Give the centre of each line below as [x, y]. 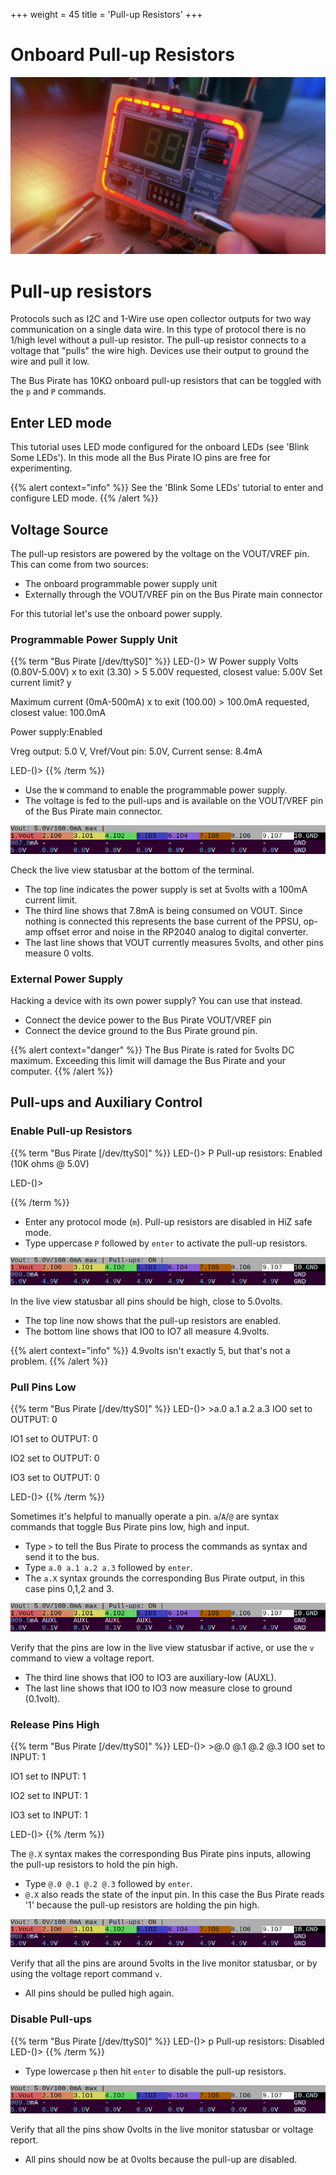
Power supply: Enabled [56, 732]
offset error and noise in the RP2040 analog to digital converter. [177, 931]
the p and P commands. [58, 391]
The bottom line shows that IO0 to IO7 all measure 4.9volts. [147, 1331]
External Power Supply [67, 979]
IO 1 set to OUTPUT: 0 [54, 1439]
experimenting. [41, 468]
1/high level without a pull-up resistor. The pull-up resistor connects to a [158, 340]
